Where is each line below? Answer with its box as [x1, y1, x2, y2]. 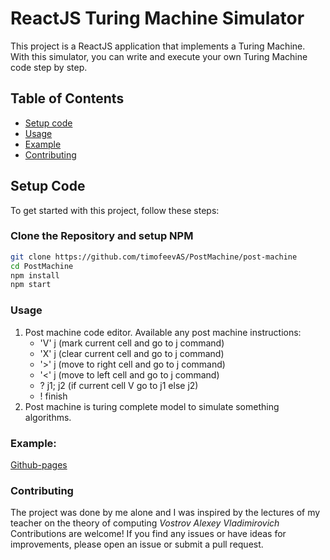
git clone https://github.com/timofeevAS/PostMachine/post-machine [10, 252, 298, 262]
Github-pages [10, 458, 68, 471]
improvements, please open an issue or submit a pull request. [10, 538, 264, 551]
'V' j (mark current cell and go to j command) [39, 337, 225, 349]
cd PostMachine [10, 261, 74, 271]
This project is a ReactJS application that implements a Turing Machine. [10, 40, 306, 52]
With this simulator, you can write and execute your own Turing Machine [10, 50, 308, 62]
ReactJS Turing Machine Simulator [10, 7, 305, 30]
